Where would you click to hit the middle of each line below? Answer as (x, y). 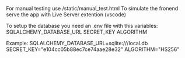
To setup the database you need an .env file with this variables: (82, 26)
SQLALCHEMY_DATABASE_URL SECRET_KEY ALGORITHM (77, 32)
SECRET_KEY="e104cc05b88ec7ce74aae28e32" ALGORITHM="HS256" (93, 49)
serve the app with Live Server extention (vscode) (66, 14)
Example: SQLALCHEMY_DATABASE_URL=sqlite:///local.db (77, 43)
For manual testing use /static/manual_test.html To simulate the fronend (92, 8)
